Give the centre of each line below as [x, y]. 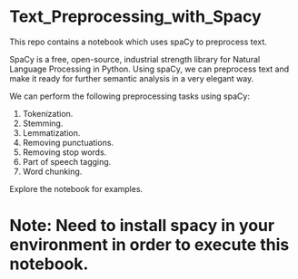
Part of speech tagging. [67, 161]
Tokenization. [48, 113]
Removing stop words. [65, 152]
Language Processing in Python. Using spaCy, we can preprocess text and [149, 69]
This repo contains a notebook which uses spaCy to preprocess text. [139, 42]
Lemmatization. [51, 132]
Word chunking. [52, 171]
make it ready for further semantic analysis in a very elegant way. [132, 78]
